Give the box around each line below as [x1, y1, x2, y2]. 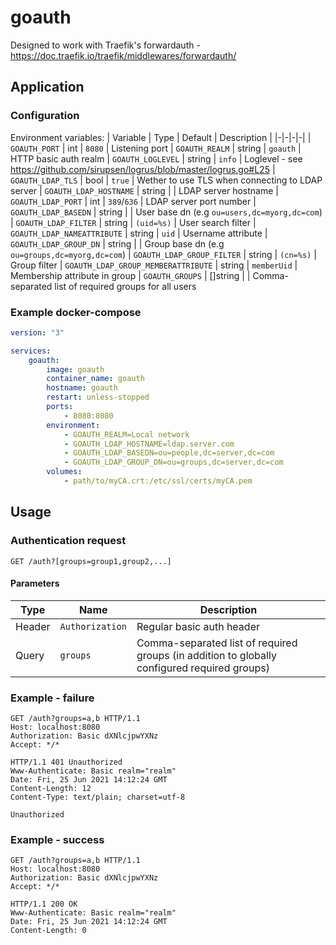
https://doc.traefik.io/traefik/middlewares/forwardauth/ [10, 49, 237, 61]
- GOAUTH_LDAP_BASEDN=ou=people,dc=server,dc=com [63, 448, 275, 458]
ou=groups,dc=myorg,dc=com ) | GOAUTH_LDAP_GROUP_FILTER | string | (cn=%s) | [10, 248, 317, 260]
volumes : [46, 467, 83, 477]
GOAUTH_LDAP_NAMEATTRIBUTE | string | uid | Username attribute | [10, 227, 268, 239]
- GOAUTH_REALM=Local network [63, 429, 190, 440]
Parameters [10, 577, 60, 590]
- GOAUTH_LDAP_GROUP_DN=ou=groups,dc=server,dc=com [63, 457, 284, 468]
